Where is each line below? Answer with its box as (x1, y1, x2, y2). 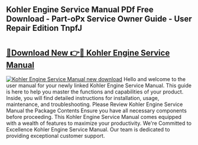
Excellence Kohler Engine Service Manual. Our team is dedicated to (6, 126, 170, 133)
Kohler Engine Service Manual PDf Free (6, 5, 154, 15)
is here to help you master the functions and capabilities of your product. (6, 88, 184, 95)
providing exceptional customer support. (6, 133, 105, 139)
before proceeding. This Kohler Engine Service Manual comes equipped (6, 114, 182, 120)
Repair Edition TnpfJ (6, 23, 83, 33)
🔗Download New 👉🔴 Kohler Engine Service (6, 47, 170, 58)
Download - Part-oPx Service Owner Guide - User (6, 14, 192, 24)
